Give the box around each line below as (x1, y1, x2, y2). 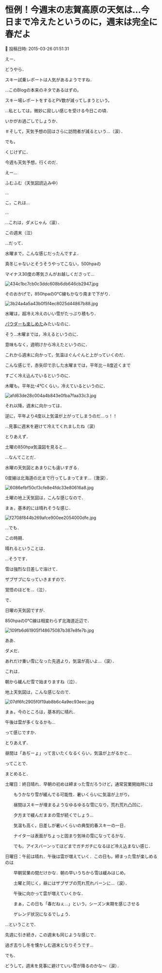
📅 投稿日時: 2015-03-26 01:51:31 (5, 46, 69, 52)
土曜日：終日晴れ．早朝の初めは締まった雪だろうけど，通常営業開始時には (5, 781, 153, 787)
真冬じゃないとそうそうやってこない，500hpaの (5, 261, 101, 266)
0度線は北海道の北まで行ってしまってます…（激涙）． (5, 475, 111, 481)
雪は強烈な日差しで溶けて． (5, 566, 60, 572)
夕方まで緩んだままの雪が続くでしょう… (13, 812, 94, 818)
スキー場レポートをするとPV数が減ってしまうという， (5, 97, 113, 103)
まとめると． (5, 771, 31, 777)
